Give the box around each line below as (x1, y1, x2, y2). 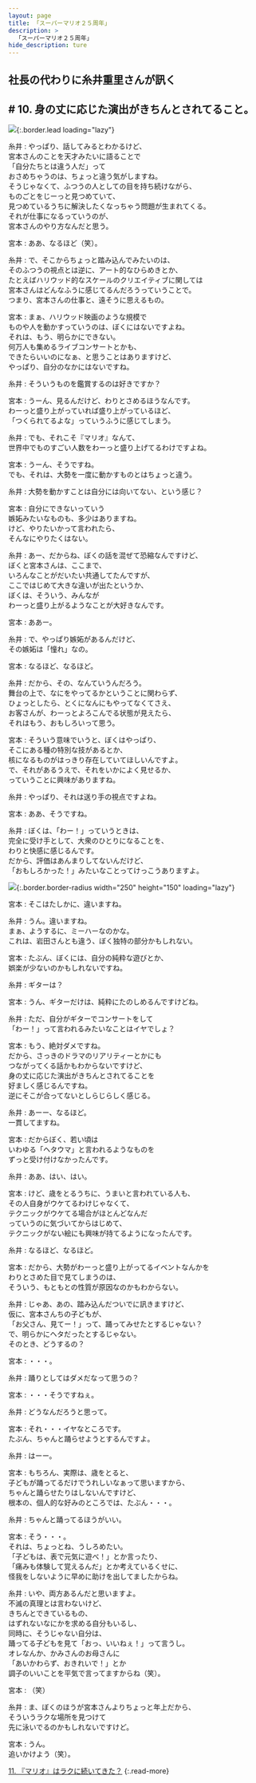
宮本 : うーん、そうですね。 (8, 460, 98, 469)
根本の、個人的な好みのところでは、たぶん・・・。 (8, 1498, 176, 1508)
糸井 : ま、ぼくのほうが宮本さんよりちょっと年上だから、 (8, 1702, 196, 1712)
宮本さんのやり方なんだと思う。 (8, 221, 113, 231)
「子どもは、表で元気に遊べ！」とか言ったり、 (8, 1552, 162, 1561)
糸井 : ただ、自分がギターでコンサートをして (8, 1014, 154, 1024)
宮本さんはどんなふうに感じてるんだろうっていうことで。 (8, 285, 196, 295)
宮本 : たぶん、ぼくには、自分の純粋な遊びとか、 (8, 953, 168, 963)
